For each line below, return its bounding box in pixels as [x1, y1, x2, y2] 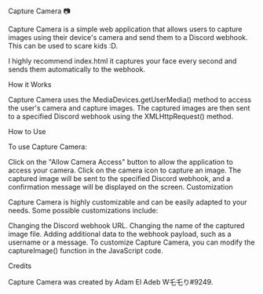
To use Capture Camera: [8, 142, 88, 151]
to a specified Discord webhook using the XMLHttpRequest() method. [8, 112, 234, 121]
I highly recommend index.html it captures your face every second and [8, 56, 237, 65]
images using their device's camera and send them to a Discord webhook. [8, 33, 249, 42]
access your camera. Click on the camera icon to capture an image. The [8, 165, 242, 175]
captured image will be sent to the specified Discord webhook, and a [8, 174, 231, 183]
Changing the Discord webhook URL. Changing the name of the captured [8, 221, 245, 230]
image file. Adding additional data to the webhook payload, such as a [8, 230, 232, 238]
